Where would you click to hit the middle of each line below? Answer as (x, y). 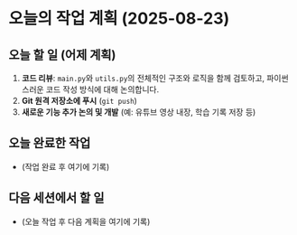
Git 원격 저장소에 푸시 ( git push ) (79, 101)
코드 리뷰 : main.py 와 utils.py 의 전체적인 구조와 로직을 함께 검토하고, (143, 78)
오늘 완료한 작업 (50, 143)
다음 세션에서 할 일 (56, 198)
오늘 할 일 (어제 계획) (62, 55)
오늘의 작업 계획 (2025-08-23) (119, 19)
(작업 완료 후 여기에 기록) (65, 166)
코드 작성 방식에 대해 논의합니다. (102, 89)
